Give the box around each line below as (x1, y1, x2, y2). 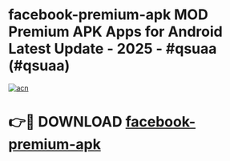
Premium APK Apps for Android (8, 22, 223, 41)
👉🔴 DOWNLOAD (8, 113, 123, 131)
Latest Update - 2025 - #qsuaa (8, 40, 217, 58)
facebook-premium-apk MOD (8, 6, 208, 24)
